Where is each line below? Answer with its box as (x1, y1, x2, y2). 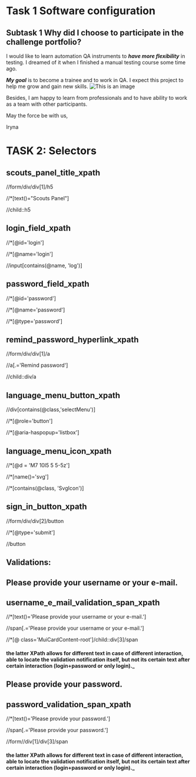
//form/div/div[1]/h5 (6, 183, 54, 190)
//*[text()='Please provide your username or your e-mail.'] (6, 613, 147, 620)
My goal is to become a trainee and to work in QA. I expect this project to (6, 77, 184, 83)
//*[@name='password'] (6, 306, 65, 313)
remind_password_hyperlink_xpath (6, 335, 139, 345)
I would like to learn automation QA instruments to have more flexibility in (6, 53, 185, 60)
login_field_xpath (6, 223, 71, 233)
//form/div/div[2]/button (6, 517, 64, 524)
